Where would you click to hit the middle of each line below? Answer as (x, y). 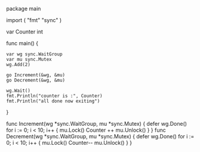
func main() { (22, 43)
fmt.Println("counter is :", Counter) (54, 96)
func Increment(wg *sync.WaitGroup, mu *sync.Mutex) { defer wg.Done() (96, 124)
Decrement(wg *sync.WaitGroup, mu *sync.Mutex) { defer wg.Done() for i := (100, 136)
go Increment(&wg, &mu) (36, 75)
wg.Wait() (19, 91)
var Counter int (25, 32)
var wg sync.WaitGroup (34, 54)
